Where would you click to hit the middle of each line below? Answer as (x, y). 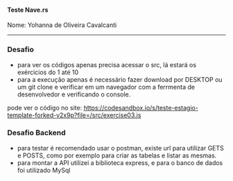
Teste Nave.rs (28, 10)
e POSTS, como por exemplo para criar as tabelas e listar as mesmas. (117, 155)
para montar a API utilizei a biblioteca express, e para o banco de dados (120, 162)
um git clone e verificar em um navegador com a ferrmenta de (106, 87)
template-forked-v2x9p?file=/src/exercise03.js (74, 115)
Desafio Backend (36, 133)
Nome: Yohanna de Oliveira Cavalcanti (62, 25)
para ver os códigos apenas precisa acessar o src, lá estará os (106, 64)
